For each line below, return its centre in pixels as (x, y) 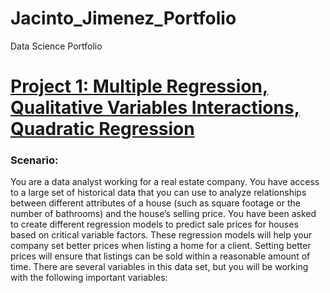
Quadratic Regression (102, 129)
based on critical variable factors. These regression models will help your (161, 235)
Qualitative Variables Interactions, (155, 108)
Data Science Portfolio (56, 46)
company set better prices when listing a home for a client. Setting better (161, 246)
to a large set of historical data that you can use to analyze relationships (158, 193)
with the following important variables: (89, 278)
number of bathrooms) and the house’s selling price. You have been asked (163, 214)
